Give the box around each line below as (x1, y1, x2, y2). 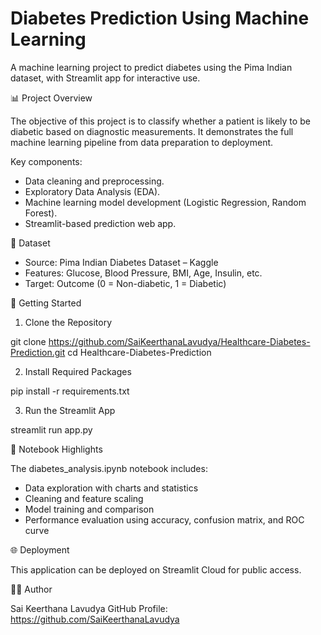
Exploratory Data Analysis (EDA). (24, 185, 161, 197)
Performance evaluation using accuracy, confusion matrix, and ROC (24, 513, 305, 526)
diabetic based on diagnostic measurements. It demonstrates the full (10, 125, 294, 137)
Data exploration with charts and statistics (24, 482, 199, 494)
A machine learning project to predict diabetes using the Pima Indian (10, 61, 293, 73)
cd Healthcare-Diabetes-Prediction (67, 346, 212, 358)
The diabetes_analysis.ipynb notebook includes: (10, 462, 208, 474)
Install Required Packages (24, 365, 132, 377)
